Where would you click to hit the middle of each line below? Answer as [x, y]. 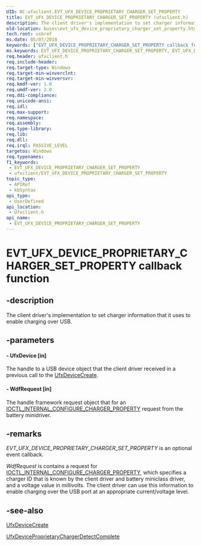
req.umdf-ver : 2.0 [29, 90]
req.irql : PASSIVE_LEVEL [37, 145]
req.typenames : [25, 156]
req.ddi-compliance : [32, 95]
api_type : [19, 195]
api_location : [24, 207]
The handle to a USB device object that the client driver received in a [91, 369]
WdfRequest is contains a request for [52, 466]
